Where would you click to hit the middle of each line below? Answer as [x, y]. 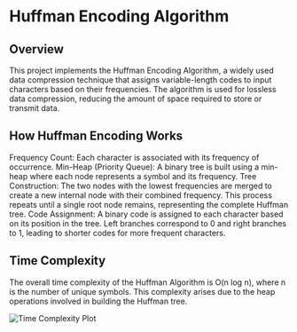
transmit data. [35, 108]
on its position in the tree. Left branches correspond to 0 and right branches [148, 223]
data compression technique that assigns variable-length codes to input [141, 80]
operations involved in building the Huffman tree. [98, 301]
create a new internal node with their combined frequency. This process [141, 195]
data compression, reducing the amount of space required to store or [136, 99]
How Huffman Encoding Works [96, 136]
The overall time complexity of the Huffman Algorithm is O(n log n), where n [148, 282]
